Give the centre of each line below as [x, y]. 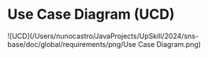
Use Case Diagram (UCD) [91, 14]
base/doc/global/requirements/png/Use [72, 44]
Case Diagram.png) [170, 44]
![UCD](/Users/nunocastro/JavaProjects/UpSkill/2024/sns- [103, 36]
